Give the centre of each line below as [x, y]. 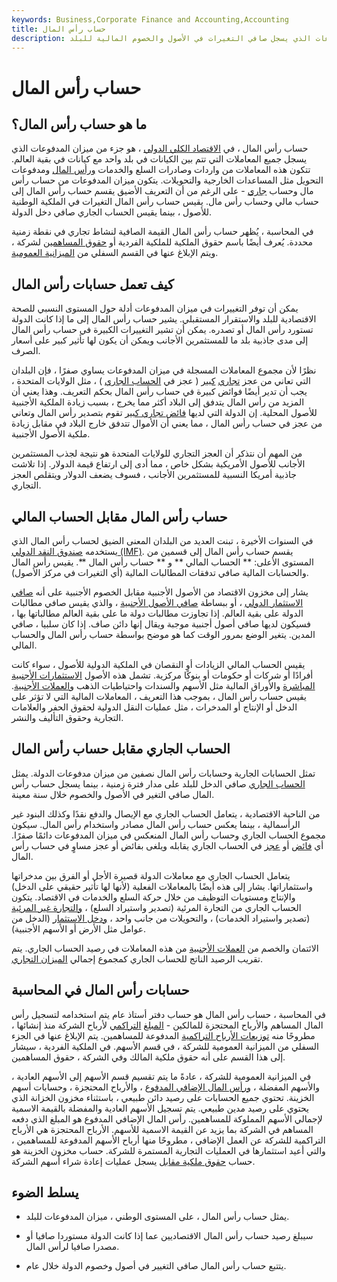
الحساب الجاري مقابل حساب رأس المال [121, 749]
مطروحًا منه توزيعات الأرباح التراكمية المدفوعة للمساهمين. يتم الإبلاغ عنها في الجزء [163, 1035]
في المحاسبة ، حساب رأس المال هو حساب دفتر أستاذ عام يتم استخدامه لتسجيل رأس [168, 1014]
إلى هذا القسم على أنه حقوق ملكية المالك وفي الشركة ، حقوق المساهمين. [148, 1057]
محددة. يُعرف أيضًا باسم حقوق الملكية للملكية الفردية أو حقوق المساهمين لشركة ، [162, 242]
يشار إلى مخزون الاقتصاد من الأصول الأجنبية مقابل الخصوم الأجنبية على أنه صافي [160, 592]
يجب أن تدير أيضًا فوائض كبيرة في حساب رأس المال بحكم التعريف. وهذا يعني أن [159, 392]
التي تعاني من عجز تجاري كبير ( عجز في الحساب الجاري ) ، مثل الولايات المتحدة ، [161, 381]
